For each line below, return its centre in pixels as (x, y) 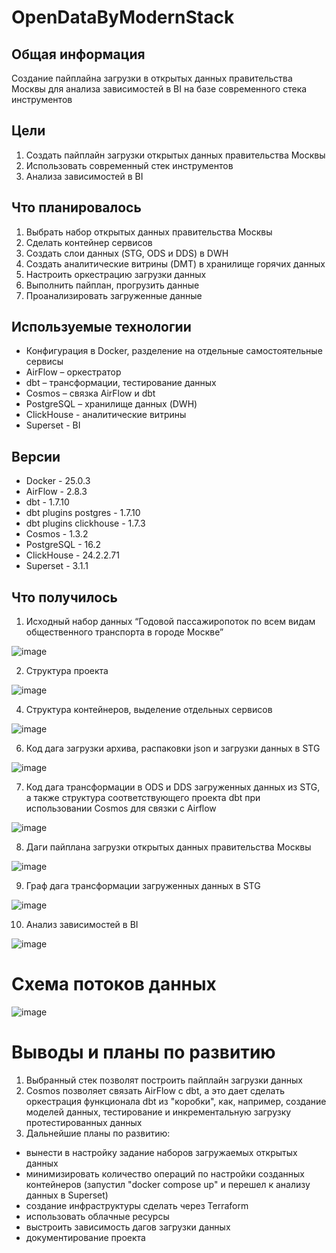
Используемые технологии (101, 327)
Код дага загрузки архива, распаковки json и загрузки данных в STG (173, 748)
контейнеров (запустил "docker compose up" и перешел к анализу (168, 1184)
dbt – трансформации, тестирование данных (121, 383)
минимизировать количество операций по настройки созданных (165, 1173)
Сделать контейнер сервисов (89, 242)
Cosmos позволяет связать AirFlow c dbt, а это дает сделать (155, 1090)
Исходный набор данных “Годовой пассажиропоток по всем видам (170, 622)
